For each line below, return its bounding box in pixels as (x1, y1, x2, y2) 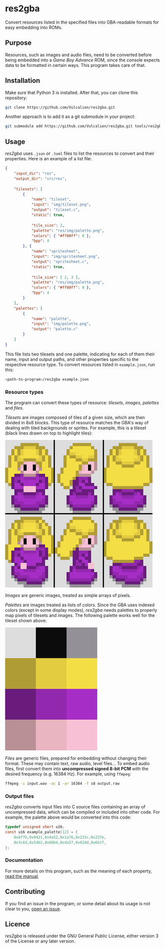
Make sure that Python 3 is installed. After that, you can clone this (5, 89, 138, 95)
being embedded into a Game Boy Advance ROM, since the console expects (5, 57, 160, 63)
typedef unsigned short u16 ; (5, 825, 65, 830)
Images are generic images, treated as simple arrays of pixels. (5, 592, 131, 598)
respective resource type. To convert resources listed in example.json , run (5, 361, 155, 367)
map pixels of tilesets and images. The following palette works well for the (5, 612, 155, 618)
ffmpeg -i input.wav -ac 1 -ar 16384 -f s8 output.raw (5, 781, 120, 786)
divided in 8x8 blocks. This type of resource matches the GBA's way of (5, 419, 149, 425)
